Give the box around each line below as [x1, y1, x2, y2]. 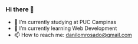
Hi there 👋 [5, 5, 35, 13]
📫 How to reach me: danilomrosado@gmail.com [14, 32, 132, 39]
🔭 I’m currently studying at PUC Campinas [14, 19, 117, 26]
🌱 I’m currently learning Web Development [14, 25, 117, 32]
